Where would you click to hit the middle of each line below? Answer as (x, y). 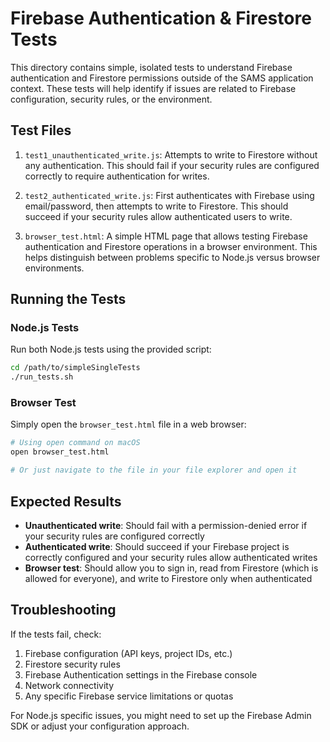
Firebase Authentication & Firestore (161, 18)
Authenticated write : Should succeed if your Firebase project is (157, 546)
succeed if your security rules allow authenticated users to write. (158, 216)
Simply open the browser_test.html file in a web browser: (128, 424)
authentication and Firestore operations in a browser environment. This (171, 246)
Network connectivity (69, 685)
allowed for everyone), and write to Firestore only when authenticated (168, 578)
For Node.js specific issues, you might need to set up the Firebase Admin (161, 715)
